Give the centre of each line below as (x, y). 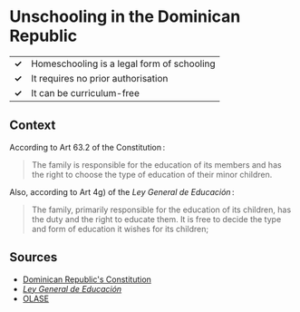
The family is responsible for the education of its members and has (157, 164)
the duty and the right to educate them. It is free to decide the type (156, 219)
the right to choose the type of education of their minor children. (152, 174)
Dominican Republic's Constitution (87, 279)
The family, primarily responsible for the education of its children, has (161, 210)
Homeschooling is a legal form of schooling (123, 63)
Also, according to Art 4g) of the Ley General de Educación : (122, 191)
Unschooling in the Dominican (125, 17)
